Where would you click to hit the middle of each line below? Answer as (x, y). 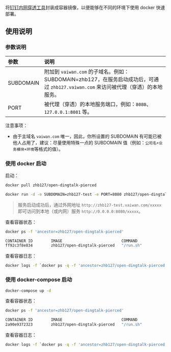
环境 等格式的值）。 (45, 149)
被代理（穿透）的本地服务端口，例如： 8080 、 (98, 104)
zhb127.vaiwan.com (73, 87)
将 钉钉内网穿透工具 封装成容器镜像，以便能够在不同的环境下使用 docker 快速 (85, 7)
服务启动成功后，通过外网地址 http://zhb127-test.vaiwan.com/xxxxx (90, 205)
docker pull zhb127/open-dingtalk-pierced (51, 185)
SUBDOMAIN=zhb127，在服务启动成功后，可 (99, 79)
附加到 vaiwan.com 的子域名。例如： (87, 71)
